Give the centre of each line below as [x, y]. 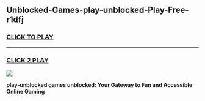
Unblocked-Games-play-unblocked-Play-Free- [98, 10]
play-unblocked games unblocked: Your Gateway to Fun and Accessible [99, 84]
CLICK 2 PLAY [27, 60]
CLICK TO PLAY [30, 37]
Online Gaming [26, 91]
